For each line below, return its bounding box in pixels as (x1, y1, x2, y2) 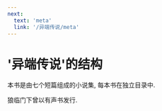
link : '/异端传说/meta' (13, 23, 80, 30)
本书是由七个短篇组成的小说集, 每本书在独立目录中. (7, 81, 156, 89)
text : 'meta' (13, 17, 52, 24)
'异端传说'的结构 (7, 56, 103, 72)
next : (7, 10, 23, 18)
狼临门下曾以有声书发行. (7, 96, 78, 105)
